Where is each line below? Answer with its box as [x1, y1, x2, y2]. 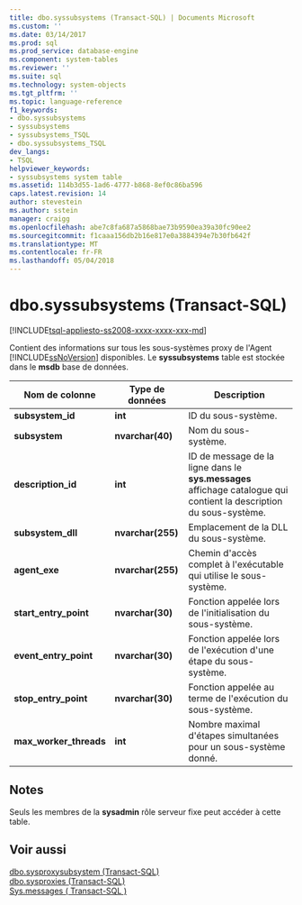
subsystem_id [13, 409, 75, 422]
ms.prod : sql [9, 38, 58, 48]
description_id [13, 478, 77, 490]
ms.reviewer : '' [9, 64, 70, 73]
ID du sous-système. [188, 409, 278, 422]
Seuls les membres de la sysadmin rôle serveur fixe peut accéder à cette [9, 806, 281, 817]
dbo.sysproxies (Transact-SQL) [9, 875, 126, 886]
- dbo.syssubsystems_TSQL [9, 139, 106, 148]
